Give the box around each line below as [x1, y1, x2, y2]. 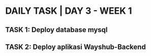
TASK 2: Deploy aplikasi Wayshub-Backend [5, 42, 146, 51]
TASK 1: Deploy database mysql [5, 25, 108, 34]
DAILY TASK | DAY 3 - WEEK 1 [5, 5, 132, 17]
